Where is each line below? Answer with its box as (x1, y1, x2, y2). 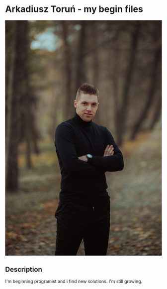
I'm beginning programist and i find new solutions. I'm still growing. (5, 279, 143, 285)
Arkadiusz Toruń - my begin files (5, 3, 143, 15)
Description (5, 265, 42, 274)
